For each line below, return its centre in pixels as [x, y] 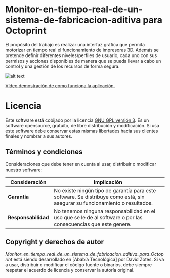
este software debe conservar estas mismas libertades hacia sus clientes [82, 131]
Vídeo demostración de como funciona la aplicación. [60, 86]
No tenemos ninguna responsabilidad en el [105, 211]
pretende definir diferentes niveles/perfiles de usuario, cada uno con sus [81, 55]
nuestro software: [24, 170]
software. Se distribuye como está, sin [99, 197]
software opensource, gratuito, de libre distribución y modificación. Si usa [82, 125]
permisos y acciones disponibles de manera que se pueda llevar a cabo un [83, 61]
